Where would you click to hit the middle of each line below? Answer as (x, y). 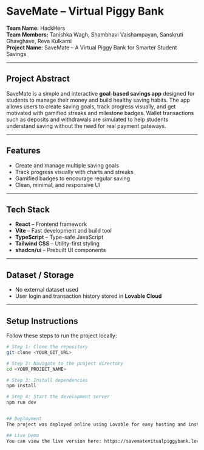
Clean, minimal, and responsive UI (58, 185)
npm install (21, 386)
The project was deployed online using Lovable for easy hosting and (96, 424)
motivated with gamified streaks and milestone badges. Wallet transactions (100, 113)
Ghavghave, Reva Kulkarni (39, 41)
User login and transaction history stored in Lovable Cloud (88, 296)
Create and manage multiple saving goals (67, 165)
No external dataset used (47, 290)
